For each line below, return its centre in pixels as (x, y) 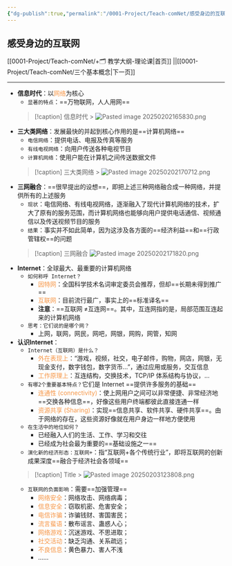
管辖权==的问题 (50, 239)
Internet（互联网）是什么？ (63, 351)
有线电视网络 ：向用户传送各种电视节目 (79, 149)
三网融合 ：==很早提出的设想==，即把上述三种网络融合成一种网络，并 (116, 187)
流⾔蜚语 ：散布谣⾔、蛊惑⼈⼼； (83, 524)
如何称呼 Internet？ (54, 277)
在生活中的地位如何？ (53, 427)
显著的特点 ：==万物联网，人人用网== (79, 102)
